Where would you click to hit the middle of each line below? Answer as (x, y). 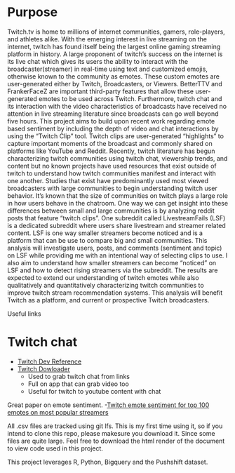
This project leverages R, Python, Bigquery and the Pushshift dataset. (108, 462)
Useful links (24, 314)
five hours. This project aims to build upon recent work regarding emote (111, 121)
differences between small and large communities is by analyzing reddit (111, 211)
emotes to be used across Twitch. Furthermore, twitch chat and (130, 98)
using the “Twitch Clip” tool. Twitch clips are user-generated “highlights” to (116, 136)
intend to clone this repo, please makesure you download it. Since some (111, 433)
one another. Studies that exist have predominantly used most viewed (108, 180)
